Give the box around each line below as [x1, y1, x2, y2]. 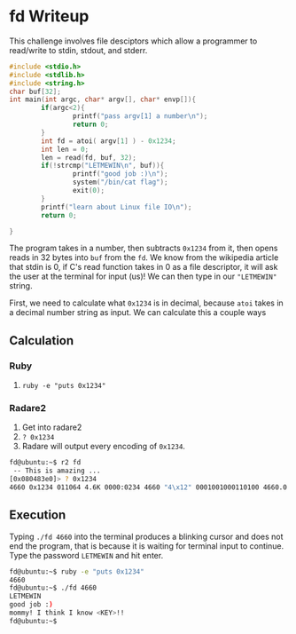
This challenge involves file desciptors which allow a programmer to [9, 36, 258, 46]
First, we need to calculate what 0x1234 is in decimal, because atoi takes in [9, 297, 284, 308]
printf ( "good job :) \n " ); [72, 170, 168, 178]
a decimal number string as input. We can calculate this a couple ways [9, 307, 267, 318]
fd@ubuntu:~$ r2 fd [9, 458, 82, 467]
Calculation [9, 333, 74, 348]
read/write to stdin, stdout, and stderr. [9, 44, 148, 55]
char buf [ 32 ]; [9, 87, 62, 96]
